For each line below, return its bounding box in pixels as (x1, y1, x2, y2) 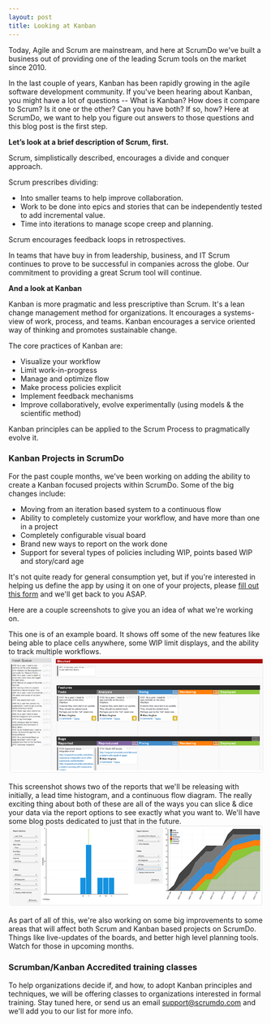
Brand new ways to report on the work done (19, 539, 168, 549)
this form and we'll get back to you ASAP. (8, 589, 148, 599)
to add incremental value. (19, 210, 105, 219)
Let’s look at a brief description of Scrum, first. (8, 137, 169, 146)
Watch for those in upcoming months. (8, 941, 135, 951)
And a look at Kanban (8, 283, 83, 293)
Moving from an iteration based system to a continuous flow (19, 504, 222, 514)
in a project (19, 521, 58, 532)
